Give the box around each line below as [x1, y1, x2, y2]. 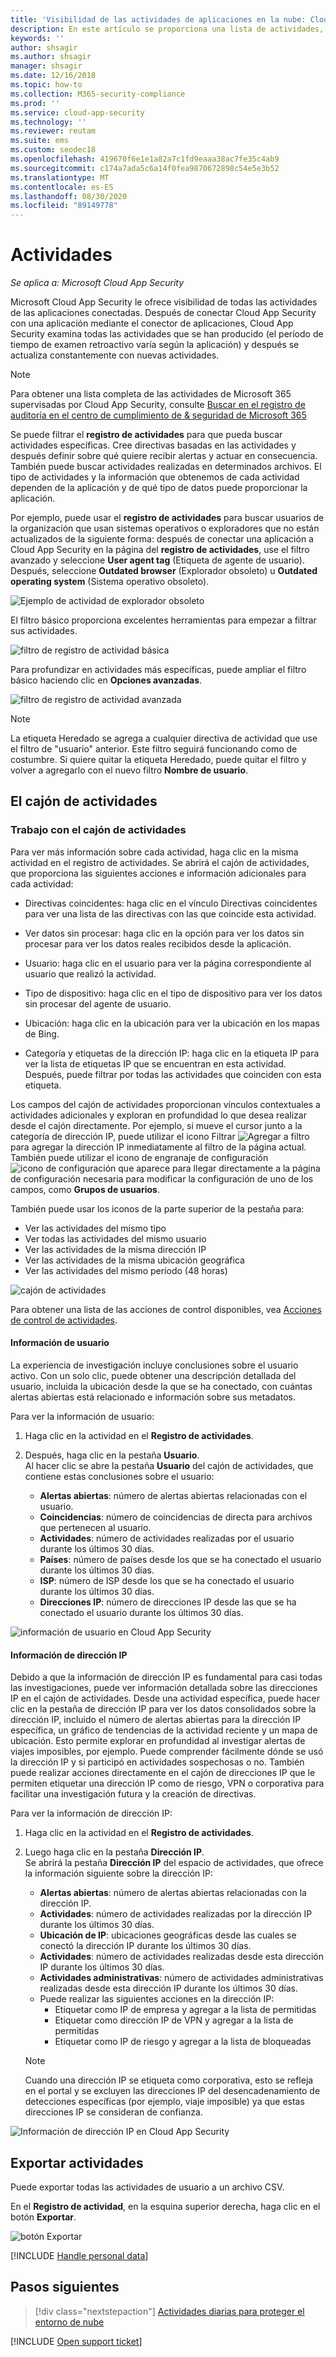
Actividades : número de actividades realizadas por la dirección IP [39, 1908, 313, 1920]
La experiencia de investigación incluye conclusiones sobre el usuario [10, 1359, 299, 1371]
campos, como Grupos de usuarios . [10, 1183, 160, 1195]
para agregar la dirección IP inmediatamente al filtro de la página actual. [10, 1141, 307, 1153]
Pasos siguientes [10, 2279, 120, 2296]
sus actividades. [10, 625, 78, 637]
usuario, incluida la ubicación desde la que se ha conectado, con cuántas [10, 1380, 313, 1392]
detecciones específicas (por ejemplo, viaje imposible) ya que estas [24, 2096, 305, 2108]
